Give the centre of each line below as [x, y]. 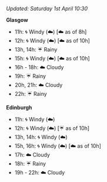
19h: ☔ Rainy [30, 76]
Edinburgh [19, 108]
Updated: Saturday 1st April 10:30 [47, 9]
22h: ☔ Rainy [31, 94]
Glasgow [17, 20]
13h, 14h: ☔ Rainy [36, 49]
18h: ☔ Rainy [30, 164]
